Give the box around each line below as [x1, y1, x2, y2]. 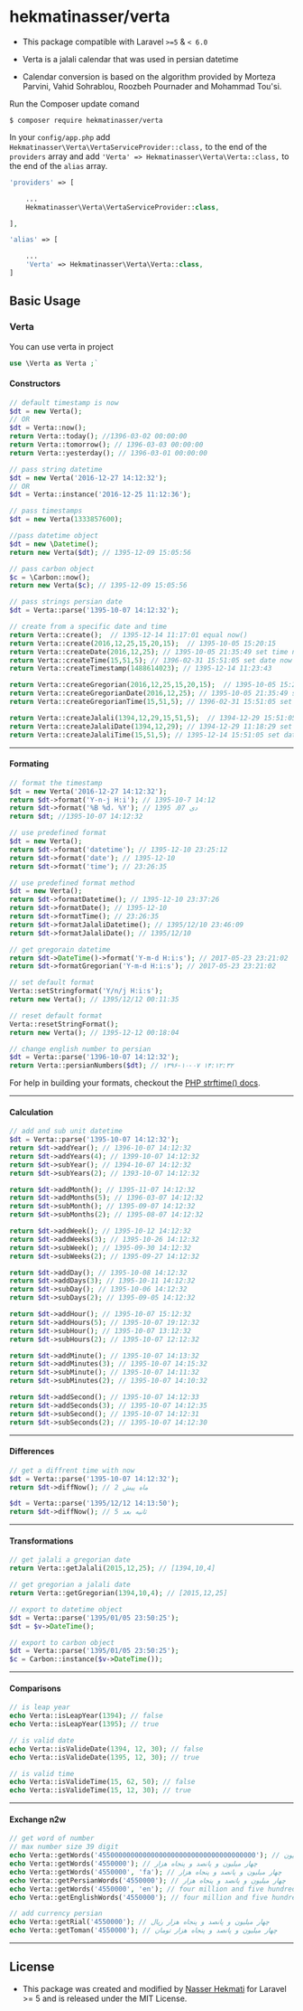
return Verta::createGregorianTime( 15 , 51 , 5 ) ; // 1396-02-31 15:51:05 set [9, 698, 293, 707]
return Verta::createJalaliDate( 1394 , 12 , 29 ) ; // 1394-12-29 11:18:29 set [9, 721, 293, 731]
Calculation [9, 1106, 54, 1117]
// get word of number [9, 1834, 95, 1843]
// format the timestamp [9, 778, 103, 787]
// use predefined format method [9, 879, 135, 888]
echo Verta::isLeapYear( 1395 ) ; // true [9, 1720, 160, 1729]
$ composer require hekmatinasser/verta [9, 116, 164, 125]
